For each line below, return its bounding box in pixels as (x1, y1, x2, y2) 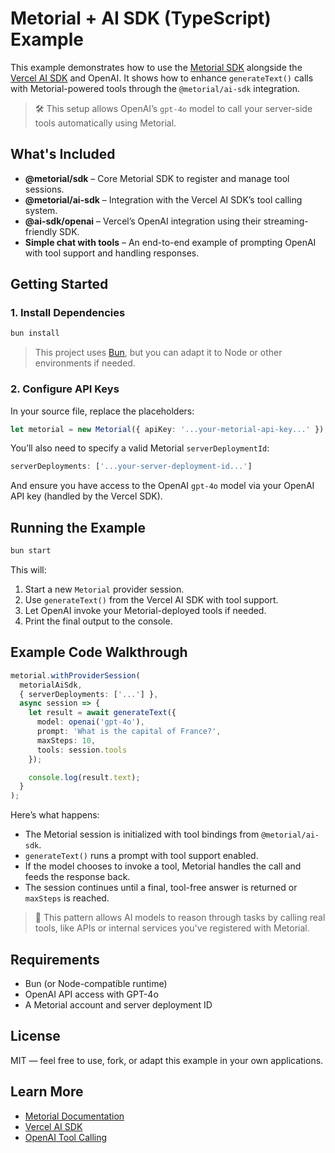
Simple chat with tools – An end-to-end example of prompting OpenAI (24, 236, 317, 248)
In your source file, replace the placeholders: (10, 405, 195, 417)
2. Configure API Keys (10, 382, 120, 396)
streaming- (263, 215, 309, 227)
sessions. (24, 183, 65, 195)
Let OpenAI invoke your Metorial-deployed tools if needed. (24, 605, 267, 617)
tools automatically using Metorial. (34, 117, 177, 129)
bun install (10, 328, 60, 339)
